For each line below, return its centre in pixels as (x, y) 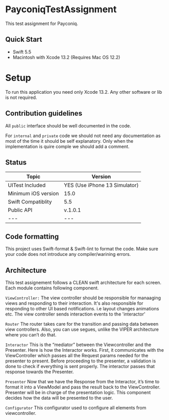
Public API (20, 210)
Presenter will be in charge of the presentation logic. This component (78, 392)
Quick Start (24, 40)
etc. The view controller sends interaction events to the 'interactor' (75, 314)
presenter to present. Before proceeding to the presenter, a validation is (81, 361)
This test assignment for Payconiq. (42, 23)
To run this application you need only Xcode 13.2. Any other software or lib (84, 92)
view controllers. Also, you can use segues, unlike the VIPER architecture (82, 329)
